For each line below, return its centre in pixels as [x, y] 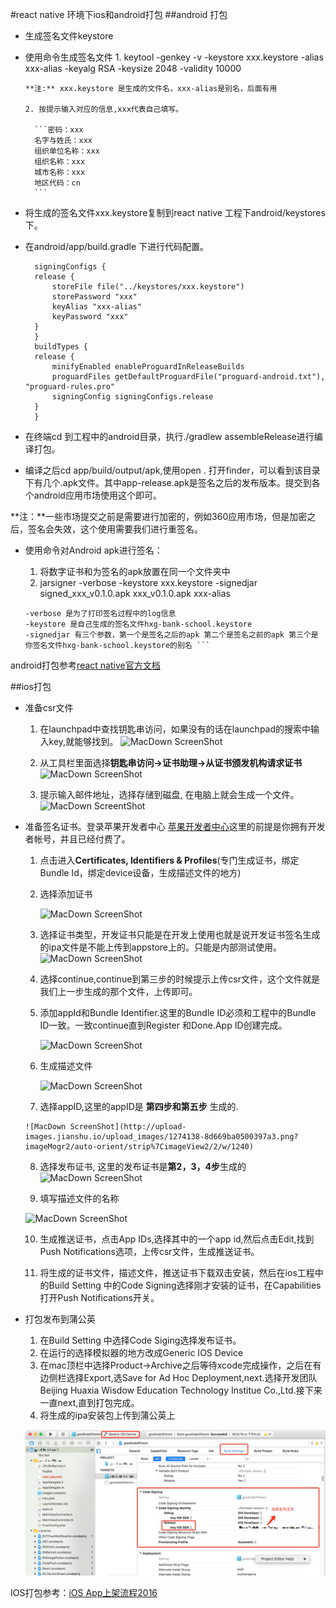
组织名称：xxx [60, 162]
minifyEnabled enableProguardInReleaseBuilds [148, 367]
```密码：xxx [59, 130]
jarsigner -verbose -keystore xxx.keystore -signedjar [148, 582]
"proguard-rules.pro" [69, 387]
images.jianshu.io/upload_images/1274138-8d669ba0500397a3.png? [161, 1137]
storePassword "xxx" [94, 297]
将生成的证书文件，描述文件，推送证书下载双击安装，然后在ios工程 [177, 1272]
